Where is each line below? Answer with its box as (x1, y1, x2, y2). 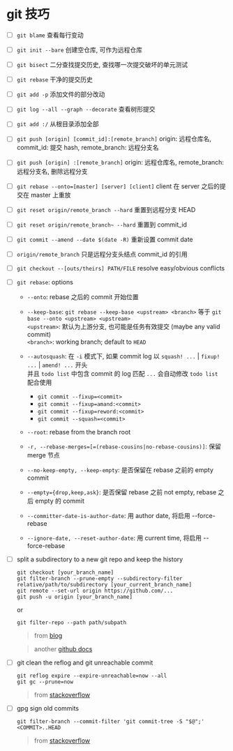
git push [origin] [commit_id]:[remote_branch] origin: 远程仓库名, (16, 135, 212, 143)
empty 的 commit (35, 496, 85, 505)
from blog (33, 632, 63, 639)
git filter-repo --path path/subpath (16, 619, 127, 626)
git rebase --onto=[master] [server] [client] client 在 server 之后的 (16, 182, 220, 190)
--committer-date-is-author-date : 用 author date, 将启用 (27, 511, 191, 519)
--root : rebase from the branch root (27, 427, 131, 436)
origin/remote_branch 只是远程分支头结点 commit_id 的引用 (16, 250, 188, 258)
